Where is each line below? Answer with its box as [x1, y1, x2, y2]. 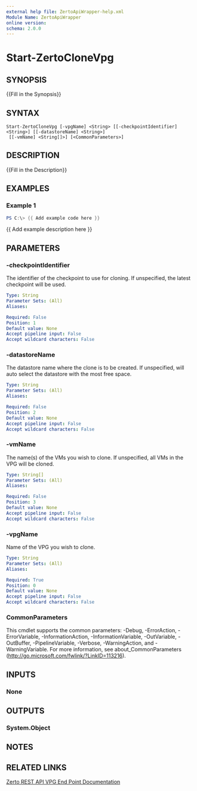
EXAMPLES [6, 183, 50, 194]
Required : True [6, 577, 44, 583]
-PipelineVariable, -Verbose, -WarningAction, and [32, 639, 154, 647]
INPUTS [6, 669, 36, 679]
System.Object [6, 724, 51, 732]
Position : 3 [6, 499, 36, 505]
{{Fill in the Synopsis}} [6, 91, 61, 98]
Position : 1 [6, 320, 36, 326]
